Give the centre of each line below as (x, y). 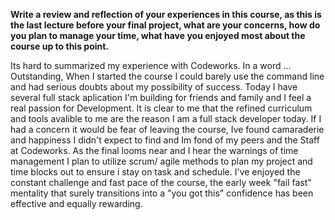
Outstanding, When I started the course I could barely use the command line (167, 76)
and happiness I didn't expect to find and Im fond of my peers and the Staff (165, 140)
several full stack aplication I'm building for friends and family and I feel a (161, 97)
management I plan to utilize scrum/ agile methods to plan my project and (161, 161)
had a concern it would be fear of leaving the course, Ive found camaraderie (167, 129)
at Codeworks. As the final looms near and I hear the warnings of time (154, 150)
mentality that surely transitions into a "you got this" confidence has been (162, 193)
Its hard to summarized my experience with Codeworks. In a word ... (151, 65)
